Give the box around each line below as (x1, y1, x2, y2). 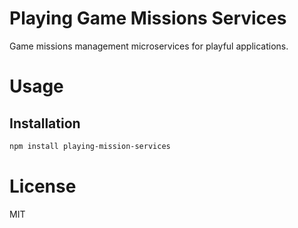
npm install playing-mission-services (9, 141, 171, 151)
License (9, 175, 77, 197)
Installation (9, 115, 81, 132)
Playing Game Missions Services (9, 7, 287, 30)
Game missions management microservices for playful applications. (9, 40, 289, 52)
